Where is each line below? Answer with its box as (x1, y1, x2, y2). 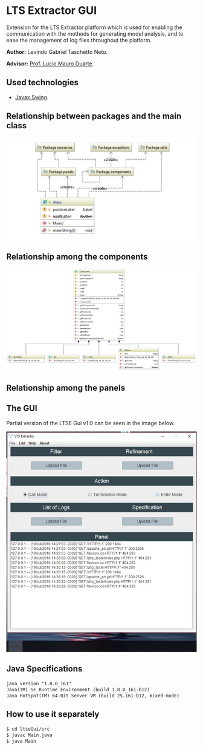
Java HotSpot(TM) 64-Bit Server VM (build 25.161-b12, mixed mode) (6, 693, 180, 699)
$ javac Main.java (6, 732, 53, 738)
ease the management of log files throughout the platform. (6, 36, 152, 44)
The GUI (6, 403, 37, 414)
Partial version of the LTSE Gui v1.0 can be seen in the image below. (6, 419, 175, 426)
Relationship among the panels (6, 382, 126, 393)
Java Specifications (6, 664, 83, 674)
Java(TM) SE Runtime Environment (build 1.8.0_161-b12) (6, 686, 150, 693)
